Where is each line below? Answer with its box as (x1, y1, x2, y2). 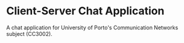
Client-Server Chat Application (6, 4, 165, 18)
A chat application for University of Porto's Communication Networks (6, 24, 179, 31)
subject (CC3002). (6, 30, 52, 37)
